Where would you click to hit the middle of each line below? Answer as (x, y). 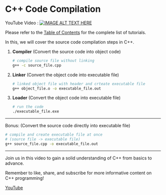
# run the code (28, 107)
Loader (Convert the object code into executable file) (66, 98)
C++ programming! (25, 178)
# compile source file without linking (53, 60)
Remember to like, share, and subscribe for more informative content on (79, 173)
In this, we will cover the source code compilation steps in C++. (70, 42)
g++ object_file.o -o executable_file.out (57, 88)
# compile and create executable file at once (54, 135)
